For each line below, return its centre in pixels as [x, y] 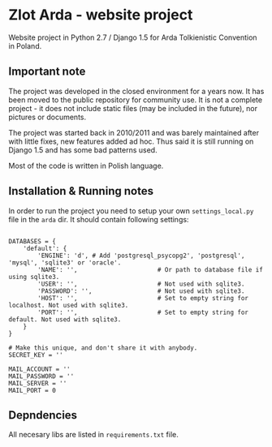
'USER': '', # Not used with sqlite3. [141, 284]
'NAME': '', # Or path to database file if [151, 269]
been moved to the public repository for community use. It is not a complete [135, 100]
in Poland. [25, 45]
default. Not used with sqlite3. [65, 319]
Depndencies [43, 415]
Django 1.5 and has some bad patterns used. [83, 150]
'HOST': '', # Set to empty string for [143, 298]
